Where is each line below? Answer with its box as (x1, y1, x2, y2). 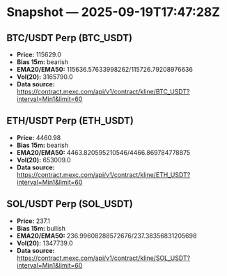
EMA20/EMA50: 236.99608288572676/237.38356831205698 (16, 231, 197, 240)
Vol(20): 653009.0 (16, 155, 71, 164)
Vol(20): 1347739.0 (16, 238, 73, 247)
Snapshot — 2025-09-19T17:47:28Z (6, 4, 221, 20)
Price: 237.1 (16, 217, 50, 225)
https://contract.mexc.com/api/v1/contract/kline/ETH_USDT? (16, 170, 191, 178)
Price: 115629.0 (16, 50, 62, 59)
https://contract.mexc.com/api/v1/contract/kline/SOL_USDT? (16, 254, 191, 262)
